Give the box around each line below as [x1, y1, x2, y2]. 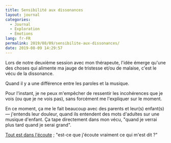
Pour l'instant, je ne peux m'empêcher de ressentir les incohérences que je [5, 90, 163, 96]
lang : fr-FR [5, 36, 31, 41]
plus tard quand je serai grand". [5, 122, 71, 128]
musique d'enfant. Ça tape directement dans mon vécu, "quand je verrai [5, 116, 157, 123]
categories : [5, 17, 31, 22]
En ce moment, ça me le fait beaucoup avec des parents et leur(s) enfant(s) [5, 105, 164, 111]
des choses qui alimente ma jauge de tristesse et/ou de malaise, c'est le [5, 65, 157, 71]
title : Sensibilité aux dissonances [5, 7, 83, 13]
